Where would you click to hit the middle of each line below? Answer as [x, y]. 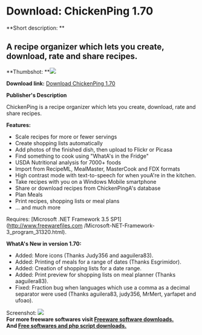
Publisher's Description [37, 95]
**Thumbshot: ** [28, 71]
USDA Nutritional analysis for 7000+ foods [68, 162]
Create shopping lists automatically [59, 143]
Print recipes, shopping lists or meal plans [67, 201]
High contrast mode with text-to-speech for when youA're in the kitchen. [106, 175]
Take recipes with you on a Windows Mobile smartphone [86, 181]
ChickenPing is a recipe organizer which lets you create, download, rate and [101, 106]
